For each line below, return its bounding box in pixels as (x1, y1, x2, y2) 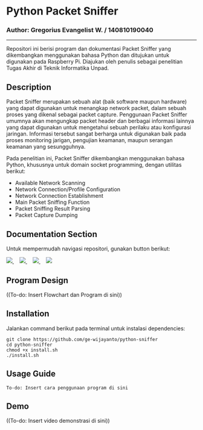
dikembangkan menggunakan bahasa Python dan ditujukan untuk (6, 51, 170, 59)
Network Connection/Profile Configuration (14, 186, 121, 193)
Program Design (6, 275, 68, 285)
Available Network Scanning (14, 180, 86, 187)
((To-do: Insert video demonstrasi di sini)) (6, 417, 110, 425)
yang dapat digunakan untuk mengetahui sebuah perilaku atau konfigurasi (6, 124, 192, 131)
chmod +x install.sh (6, 347, 59, 353)
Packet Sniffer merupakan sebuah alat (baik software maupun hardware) (6, 98, 187, 105)
